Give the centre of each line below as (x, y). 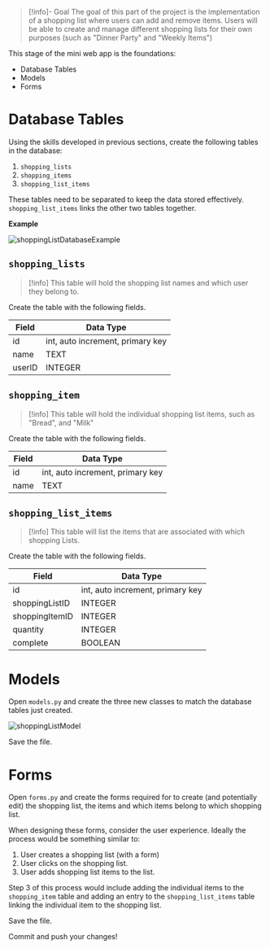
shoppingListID (41, 603)
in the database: (35, 151)
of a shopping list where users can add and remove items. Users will (143, 20)
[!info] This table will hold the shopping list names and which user (138, 282)
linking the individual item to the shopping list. (85, 905)
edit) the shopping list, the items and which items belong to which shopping (135, 806)
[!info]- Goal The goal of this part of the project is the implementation (144, 12)
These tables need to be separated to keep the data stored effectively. (126, 199)
